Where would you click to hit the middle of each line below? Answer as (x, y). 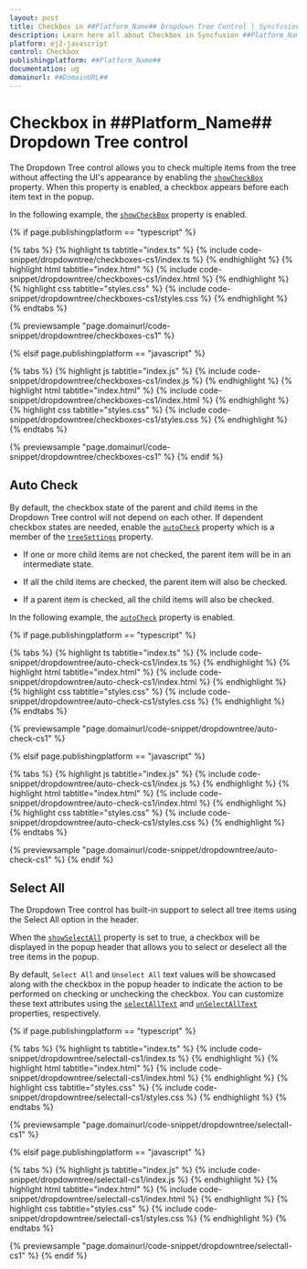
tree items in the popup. (54, 957)
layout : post (34, 18)
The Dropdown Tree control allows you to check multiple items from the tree (153, 167)
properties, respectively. (55, 1013)
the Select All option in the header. (74, 920)
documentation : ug (44, 69)
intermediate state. (58, 564)
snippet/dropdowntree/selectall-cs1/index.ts (93, 1059)
